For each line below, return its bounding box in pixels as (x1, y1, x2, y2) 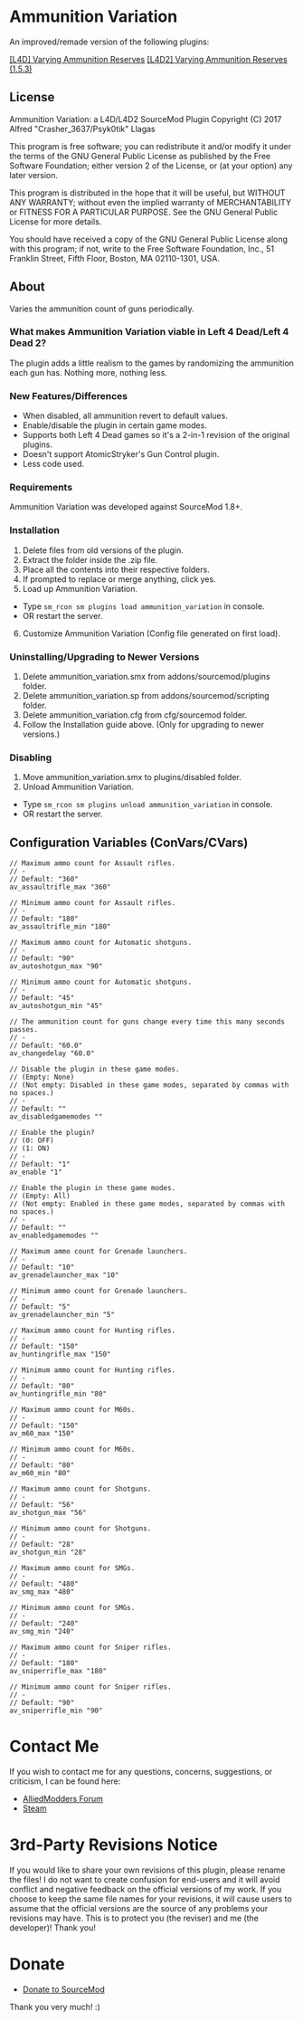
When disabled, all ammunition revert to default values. (22, 410, 228, 422)
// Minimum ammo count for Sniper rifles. (9, 1683, 172, 1692)
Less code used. (22, 459, 85, 470)
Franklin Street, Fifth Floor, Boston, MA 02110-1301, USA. (9, 253, 220, 263)
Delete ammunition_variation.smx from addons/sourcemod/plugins (22, 672, 270, 682)
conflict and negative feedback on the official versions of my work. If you (9, 1884, 282, 1895)
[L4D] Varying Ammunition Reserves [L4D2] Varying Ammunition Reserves (9, 53, 288, 64)
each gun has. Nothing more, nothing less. (9, 367, 167, 377)
